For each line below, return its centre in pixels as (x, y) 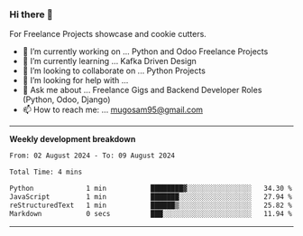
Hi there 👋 (32, 14)
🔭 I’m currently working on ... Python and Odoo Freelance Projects (145, 52)
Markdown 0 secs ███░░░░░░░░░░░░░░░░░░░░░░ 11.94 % (151, 213)
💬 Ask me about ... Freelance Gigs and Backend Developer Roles (142, 90)
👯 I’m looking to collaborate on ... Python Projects (114, 71)
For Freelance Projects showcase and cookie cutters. (108, 34)
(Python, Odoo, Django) (66, 99)
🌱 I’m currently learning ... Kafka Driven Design (109, 61)
